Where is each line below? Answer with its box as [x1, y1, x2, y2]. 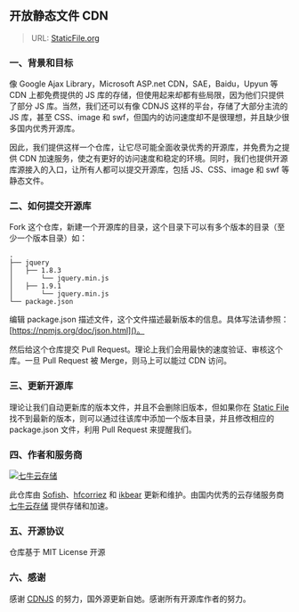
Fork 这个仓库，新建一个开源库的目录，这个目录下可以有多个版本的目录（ [9, 222, 278, 233]
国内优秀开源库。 [16, 123, 80, 134]
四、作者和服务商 [9, 448, 83, 461]
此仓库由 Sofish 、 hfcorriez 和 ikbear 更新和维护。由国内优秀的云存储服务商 [9, 489, 285, 500]
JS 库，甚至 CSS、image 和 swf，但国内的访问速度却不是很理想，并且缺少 [9, 112, 282, 123]
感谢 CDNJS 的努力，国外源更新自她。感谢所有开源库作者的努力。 [9, 593, 251, 604]
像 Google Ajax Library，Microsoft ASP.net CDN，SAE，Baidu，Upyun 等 [9, 78, 279, 89]
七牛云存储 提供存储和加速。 [9, 501, 113, 510]
